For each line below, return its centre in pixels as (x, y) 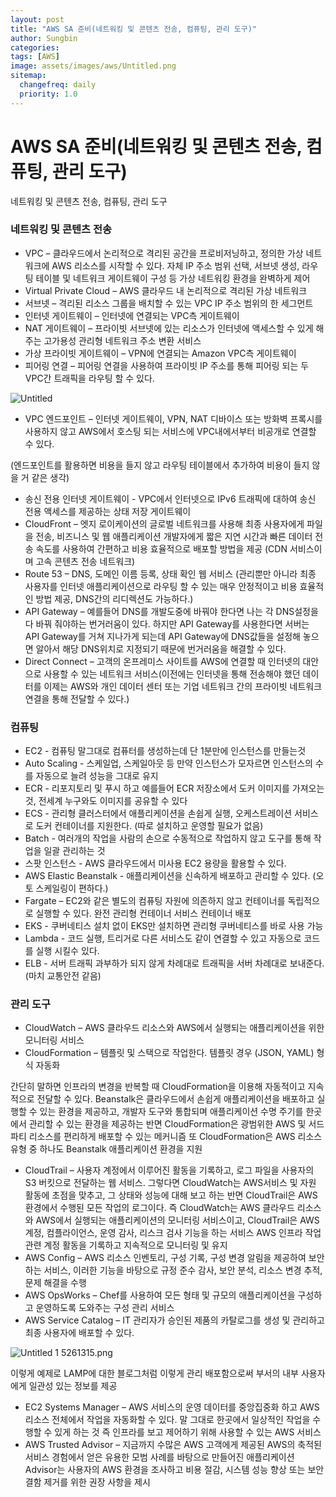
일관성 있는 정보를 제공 (73, 1386)
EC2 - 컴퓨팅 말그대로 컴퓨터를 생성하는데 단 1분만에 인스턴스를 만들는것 (165, 751)
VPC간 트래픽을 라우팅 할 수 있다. (89, 378)
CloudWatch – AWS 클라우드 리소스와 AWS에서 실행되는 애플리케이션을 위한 (174, 1028)
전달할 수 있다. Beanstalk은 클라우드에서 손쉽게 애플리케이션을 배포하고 (175, 1099)
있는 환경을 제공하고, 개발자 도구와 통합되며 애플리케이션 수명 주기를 (171, 1112)
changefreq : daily (58, 85)
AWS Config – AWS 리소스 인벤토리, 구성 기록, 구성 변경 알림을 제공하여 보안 (174, 1258)
